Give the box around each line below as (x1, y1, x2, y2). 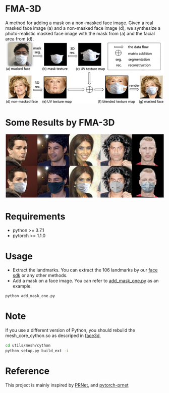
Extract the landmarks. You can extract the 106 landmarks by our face (12, 267, 158, 273)
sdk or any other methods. (12, 272, 68, 278)
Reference (5, 365, 49, 377)
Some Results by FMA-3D (5, 117, 115, 128)
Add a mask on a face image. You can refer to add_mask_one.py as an (12, 278, 159, 284)
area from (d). (5, 36, 34, 42)
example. (12, 283, 32, 289)
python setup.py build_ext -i (5, 349, 69, 354)
